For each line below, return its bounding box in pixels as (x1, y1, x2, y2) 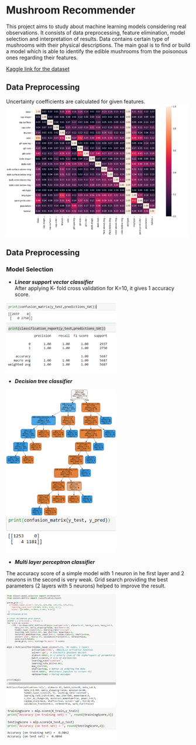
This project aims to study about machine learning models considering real (6, 23, 187, 30)
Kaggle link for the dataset (6, 65, 70, 72)
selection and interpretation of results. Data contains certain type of (6, 35, 170, 42)
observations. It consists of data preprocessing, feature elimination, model (6, 29, 185, 36)
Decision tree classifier (14, 377, 73, 384)
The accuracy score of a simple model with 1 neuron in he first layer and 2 (6, 570, 184, 577)
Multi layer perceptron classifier (14, 559, 95, 566)
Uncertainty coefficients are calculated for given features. (6, 98, 146, 105)
